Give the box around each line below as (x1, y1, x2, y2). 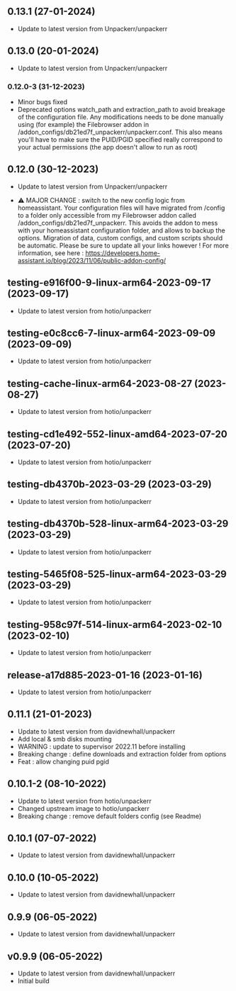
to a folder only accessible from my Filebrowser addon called (17, 211, 197, 219)
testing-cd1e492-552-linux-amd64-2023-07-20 (7, 428, 228, 440)
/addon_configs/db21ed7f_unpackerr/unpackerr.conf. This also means (17, 128, 223, 136)
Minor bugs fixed (17, 97, 68, 106)
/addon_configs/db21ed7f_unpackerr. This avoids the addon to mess (17, 218, 218, 227)
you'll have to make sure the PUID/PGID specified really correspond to (17, 135, 223, 144)
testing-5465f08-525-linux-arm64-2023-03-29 (7, 569, 227, 580)
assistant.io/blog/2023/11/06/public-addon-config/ (17, 256, 167, 264)
